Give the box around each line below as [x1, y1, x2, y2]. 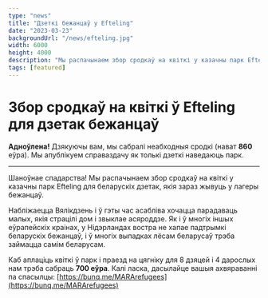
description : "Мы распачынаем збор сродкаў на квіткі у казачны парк [8, 57, 245, 65]
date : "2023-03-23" [8, 26, 73, 34]
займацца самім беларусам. [8, 239, 106, 248]
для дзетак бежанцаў [8, 115, 160, 133]
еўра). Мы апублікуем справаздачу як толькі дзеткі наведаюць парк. [8, 149, 245, 160]
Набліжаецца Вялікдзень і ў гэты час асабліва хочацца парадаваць [8, 205, 238, 215]
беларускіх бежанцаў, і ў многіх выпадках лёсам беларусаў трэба [8, 231, 235, 240]
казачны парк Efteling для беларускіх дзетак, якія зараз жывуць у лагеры [8, 181, 259, 191]
